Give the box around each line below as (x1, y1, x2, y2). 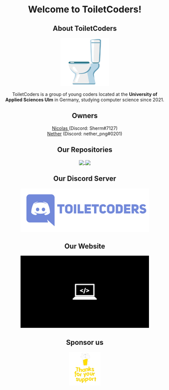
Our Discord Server (53, 174, 117, 183)
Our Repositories (57, 145, 112, 154)
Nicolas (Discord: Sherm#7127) (51, 125, 118, 131)
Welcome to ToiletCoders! (28, 4, 142, 15)
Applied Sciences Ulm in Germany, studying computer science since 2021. (5, 96, 164, 103)
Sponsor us (66, 338, 104, 347)
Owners (72, 111, 98, 120)
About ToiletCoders (52, 24, 117, 33)
